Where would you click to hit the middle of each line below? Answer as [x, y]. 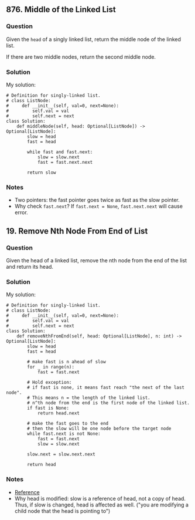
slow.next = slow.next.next [61, 454]
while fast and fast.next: [60, 152]
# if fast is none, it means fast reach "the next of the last [106, 388]
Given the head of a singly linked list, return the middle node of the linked [94, 39]
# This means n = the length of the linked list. [89, 398]
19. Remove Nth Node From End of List [77, 231]
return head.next [59, 413]
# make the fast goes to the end [68, 424]
